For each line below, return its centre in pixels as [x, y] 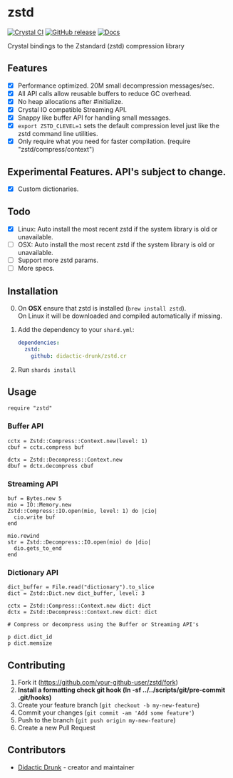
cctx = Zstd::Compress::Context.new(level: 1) [78, 441]
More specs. [36, 269]
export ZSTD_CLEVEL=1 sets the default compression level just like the [118, 126]
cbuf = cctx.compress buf [46, 447]
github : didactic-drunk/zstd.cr [79, 356]
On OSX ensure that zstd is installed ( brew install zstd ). [102, 308]
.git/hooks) [35, 697]
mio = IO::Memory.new [40, 504]
